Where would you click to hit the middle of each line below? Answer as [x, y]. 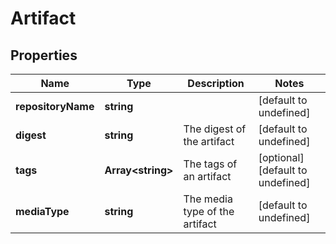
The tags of [210, 164]
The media [208, 199]
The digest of [215, 129]
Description [216, 83]
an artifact [207, 176]
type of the [209, 211]
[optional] [281, 157]
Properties [44, 55]
